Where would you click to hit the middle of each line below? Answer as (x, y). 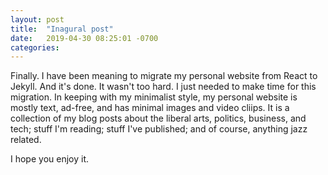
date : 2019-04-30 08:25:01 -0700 (84, 38)
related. (26, 140)
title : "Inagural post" (62, 29)
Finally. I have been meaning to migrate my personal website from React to (164, 76)
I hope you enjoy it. (50, 159)
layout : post (37, 19)
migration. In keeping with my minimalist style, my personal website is (154, 97)
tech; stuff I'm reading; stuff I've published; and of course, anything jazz (159, 129)
